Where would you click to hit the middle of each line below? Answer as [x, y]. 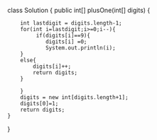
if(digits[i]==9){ [63, 35]
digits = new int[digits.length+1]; [75, 98]
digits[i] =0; [66, 42]
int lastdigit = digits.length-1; [71, 23]
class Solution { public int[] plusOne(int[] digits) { [79, 10]
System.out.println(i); [80, 48]
